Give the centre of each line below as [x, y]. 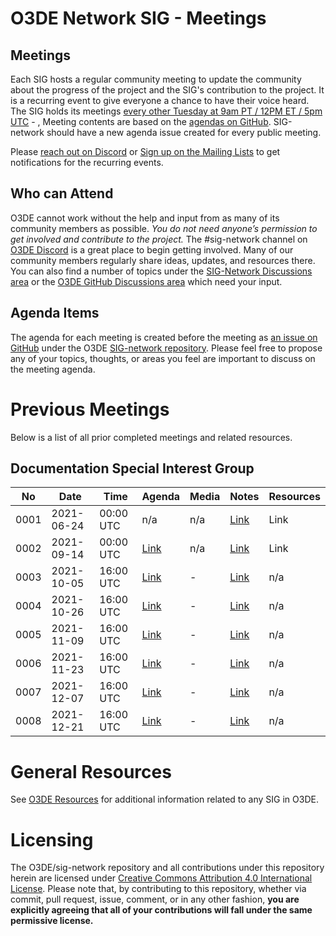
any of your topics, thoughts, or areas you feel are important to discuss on [163, 358]
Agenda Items [55, 313]
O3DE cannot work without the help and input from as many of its [145, 218]
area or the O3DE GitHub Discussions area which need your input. [146, 281]
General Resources [91, 771]
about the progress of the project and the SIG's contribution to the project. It [167, 90]
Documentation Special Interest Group [132, 468]
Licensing [52, 839]
